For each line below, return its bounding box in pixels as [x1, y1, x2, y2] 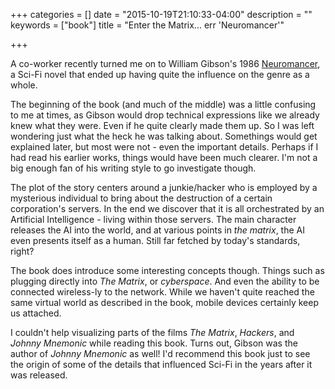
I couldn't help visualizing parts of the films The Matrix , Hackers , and [10, 327, 295, 338]
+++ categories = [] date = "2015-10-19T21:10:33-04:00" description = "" [10, 9, 313, 20]
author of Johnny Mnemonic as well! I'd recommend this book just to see [10, 348, 311, 359]
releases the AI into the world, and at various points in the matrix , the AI [10, 224, 305, 236]
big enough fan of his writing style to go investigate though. [10, 162, 257, 174]
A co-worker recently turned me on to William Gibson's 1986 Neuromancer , [10, 58, 321, 69]
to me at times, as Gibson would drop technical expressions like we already [10, 109, 320, 121]
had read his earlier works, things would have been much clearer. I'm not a [10, 152, 318, 163]
